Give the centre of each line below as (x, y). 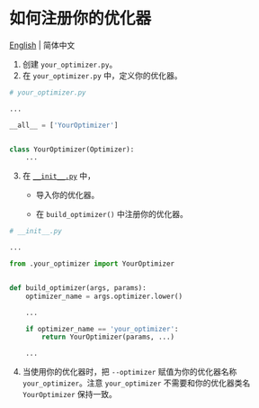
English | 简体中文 (42, 45)
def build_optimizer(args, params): (78, 288)
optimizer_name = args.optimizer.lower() (104, 296)
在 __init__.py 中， (59, 176)
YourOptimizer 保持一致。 (69, 394)
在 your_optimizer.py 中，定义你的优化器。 (102, 75)
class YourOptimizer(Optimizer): (72, 150)
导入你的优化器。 (67, 195)
